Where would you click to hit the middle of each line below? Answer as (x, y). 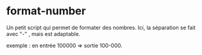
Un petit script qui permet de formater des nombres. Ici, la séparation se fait (101, 27)
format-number (46, 11)
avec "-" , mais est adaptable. (43, 33)
